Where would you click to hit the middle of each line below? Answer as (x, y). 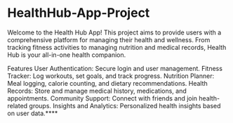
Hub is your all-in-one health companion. (67, 55)
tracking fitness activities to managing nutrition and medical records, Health (117, 47)
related (18, 105)
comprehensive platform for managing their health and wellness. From (109, 39)
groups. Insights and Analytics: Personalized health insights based (125, 105)
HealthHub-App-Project (79, 13)
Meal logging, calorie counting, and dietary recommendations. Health (108, 83)
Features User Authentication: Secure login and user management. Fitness (115, 68)
